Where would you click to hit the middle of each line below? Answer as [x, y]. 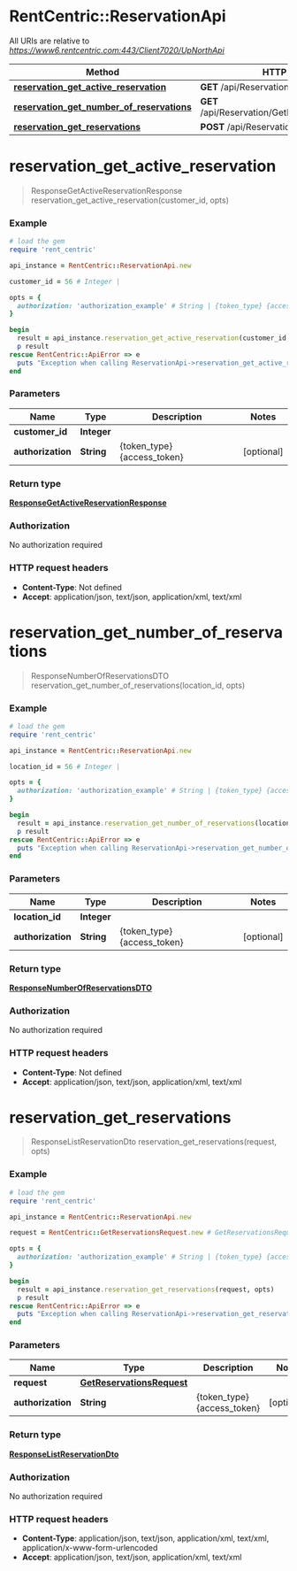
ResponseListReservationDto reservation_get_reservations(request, [153, 1142]
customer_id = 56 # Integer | [65, 281]
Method [103, 72]
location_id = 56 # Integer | [65, 766]
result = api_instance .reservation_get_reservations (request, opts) [146, 1290]
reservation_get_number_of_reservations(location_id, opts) [138, 685]
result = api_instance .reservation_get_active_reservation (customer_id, [154, 338]
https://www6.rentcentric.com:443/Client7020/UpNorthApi [117, 50]
